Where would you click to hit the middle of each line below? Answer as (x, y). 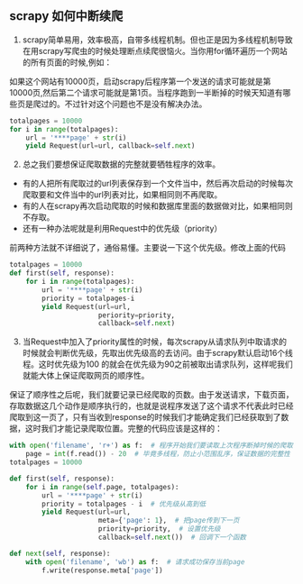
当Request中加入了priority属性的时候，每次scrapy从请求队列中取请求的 (154, 342)
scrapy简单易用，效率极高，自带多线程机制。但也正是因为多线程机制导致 (157, 40)
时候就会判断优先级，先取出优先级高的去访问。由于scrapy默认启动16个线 (157, 353)
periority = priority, (137, 315)
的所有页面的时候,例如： (67, 62)
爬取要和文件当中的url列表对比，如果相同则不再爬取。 (122, 195)
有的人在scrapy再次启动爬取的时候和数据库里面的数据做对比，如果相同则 (157, 206)
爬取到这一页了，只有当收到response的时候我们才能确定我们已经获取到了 (145, 417)
